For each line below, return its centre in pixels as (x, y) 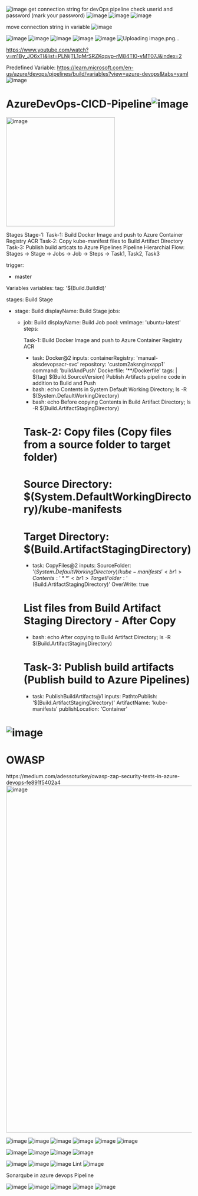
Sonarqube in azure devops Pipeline (50, 1175)
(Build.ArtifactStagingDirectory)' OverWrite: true (90, 584)
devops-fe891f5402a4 (33, 783)
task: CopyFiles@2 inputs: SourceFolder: (82, 566)
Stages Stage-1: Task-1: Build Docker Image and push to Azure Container (95, 234)
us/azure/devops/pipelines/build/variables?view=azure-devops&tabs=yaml (97, 74)
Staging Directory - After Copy (100, 621)
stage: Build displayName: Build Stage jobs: (67, 311)
